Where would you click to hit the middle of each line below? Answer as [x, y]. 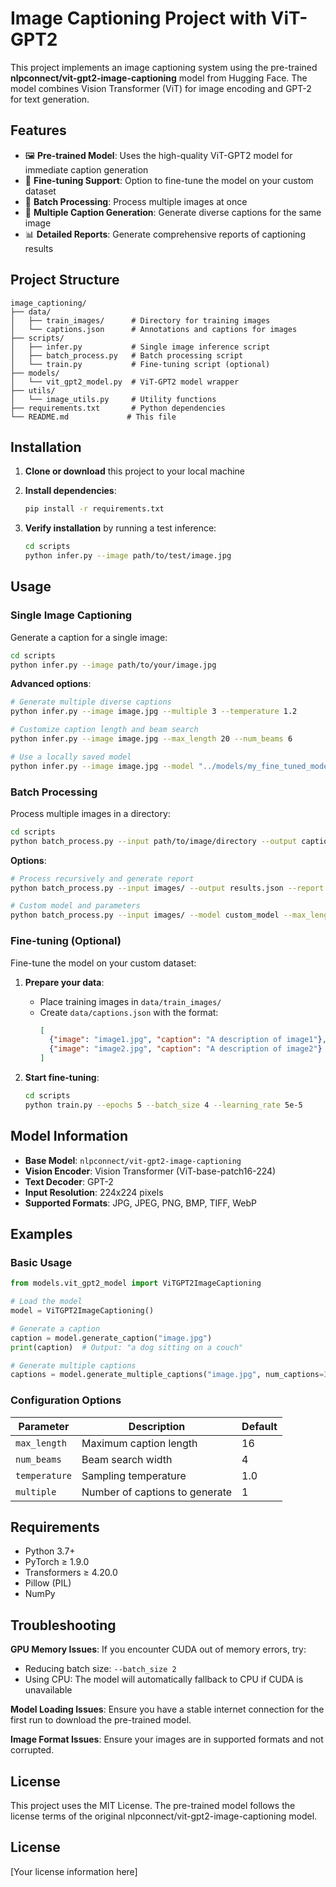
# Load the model [46, 1302]
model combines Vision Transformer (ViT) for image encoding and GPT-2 [161, 88]
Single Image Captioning [71, 615]
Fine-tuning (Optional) [66, 941]
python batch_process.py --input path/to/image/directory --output [154, 841]
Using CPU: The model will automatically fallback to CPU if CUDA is [164, 1679]
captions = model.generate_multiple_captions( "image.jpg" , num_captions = [167, 1375]
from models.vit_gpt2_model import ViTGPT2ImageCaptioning [136, 1283]
